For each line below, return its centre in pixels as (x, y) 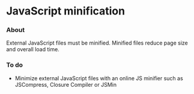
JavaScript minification (65, 11)
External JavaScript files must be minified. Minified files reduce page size (97, 43)
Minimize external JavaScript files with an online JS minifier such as (99, 78)
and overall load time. (33, 49)
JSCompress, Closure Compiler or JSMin (66, 84)
